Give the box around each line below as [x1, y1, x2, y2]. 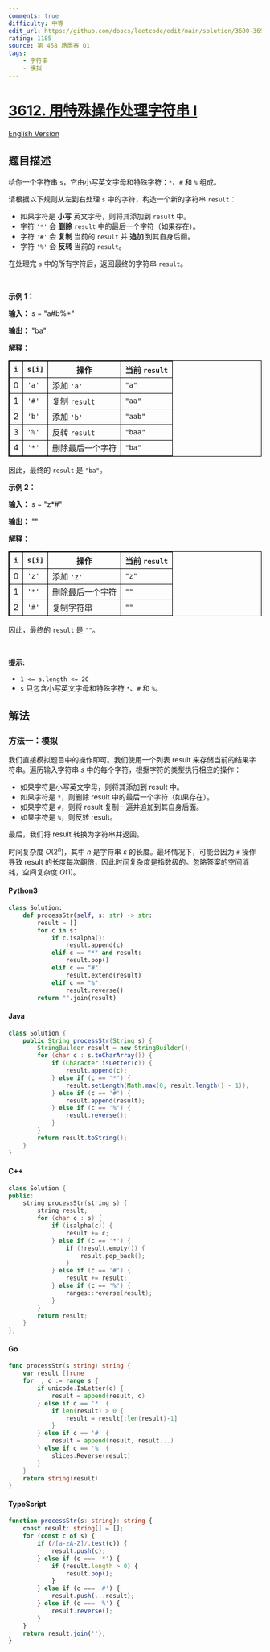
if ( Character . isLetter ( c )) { [51, 1059, 153, 1068]
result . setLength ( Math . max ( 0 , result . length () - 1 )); [65, 1081, 250, 1090]
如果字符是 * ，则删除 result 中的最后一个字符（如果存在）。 [19, 792, 215, 802]
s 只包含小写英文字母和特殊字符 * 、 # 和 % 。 [19, 683, 163, 693]
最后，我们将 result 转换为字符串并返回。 [8, 829, 144, 839]
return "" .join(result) [37, 994, 117, 1002]
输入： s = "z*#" [8, 499, 63, 508]
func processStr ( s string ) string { [8, 1362, 131, 1370]
